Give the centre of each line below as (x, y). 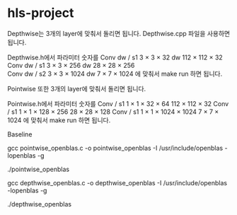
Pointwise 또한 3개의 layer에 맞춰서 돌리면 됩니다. (77, 88)
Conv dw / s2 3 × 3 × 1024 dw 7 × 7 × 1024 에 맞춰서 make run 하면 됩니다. (115, 74)
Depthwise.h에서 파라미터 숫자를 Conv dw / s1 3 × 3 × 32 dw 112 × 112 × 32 (115, 57)
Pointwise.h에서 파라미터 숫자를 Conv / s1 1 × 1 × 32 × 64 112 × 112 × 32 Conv (118, 103)
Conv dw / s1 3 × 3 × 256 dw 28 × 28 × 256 (71, 65)
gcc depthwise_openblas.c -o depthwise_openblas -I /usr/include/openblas (117, 182)
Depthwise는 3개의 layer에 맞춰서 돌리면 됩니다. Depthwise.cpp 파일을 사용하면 (119, 33)
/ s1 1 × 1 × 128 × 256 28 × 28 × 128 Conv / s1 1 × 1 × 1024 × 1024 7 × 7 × (113, 112)
